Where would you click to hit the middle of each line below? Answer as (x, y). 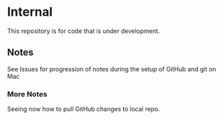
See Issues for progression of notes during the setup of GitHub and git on (111, 69)
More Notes (27, 94)
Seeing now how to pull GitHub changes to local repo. (84, 109)
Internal (30, 12)
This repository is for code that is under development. (84, 31)
